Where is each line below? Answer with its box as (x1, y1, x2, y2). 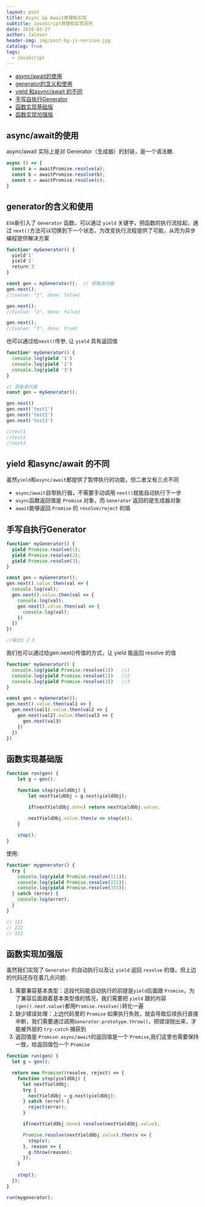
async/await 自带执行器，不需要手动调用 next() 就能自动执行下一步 (15, 489, 182, 496)
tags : (6, 49, 20, 55)
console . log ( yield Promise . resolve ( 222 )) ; (17, 879, 127, 885)
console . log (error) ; (17, 896, 70, 903)
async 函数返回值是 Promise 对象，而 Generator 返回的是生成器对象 (15, 497, 181, 504)
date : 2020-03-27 (6, 26, 51, 33)
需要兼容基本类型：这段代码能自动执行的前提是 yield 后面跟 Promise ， (15, 987, 190, 994)
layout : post (6, 9, 40, 15)
